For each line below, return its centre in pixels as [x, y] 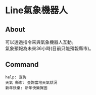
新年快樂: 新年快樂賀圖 [27, 88]
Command [22, 64]
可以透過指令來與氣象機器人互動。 [41, 42]
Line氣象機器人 [37, 10]
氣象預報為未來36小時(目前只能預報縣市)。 [50, 48]
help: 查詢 [16, 77]
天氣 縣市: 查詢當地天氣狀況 [31, 82]
